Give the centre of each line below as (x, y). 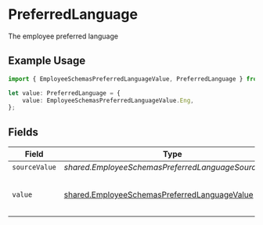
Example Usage (47, 61)
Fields (23, 132)
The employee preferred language (63, 36)
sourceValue (34, 167)
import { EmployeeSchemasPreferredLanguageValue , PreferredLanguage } (126, 79)
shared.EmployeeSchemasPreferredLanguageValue (159, 195)
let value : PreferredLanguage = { (65, 93)
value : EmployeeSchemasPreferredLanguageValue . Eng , (108, 100)
